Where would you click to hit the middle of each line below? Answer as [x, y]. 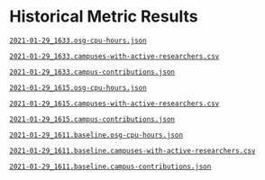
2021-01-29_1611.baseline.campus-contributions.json [110, 166]
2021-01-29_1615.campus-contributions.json [92, 119]
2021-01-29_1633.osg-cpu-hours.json [78, 40]
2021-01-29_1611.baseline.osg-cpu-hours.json [96, 135]
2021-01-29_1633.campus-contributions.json [92, 72]
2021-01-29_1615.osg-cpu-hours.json [78, 87]
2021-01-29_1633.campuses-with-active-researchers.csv [114, 56]
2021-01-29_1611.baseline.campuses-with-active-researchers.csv [132, 150]
